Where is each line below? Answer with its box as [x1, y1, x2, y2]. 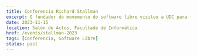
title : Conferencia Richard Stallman [6, 8, 98, 15]
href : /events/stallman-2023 [6, 30, 77, 36]
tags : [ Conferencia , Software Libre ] [6, 36, 98, 41]
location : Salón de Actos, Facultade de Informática [6, 24, 138, 31]
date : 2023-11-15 [6, 19, 49, 25]
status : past [6, 41, 38, 47]
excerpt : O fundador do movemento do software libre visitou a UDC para [6, 14, 188, 20]
